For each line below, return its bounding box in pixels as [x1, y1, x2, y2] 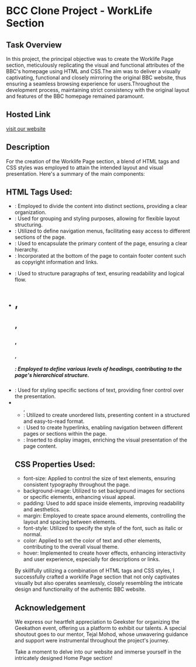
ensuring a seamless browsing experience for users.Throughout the [6, 80, 170, 87]
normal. [23, 531, 42, 538]
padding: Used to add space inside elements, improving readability [23, 500, 185, 507]
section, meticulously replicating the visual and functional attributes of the [6, 61, 185, 69]
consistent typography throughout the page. [23, 481, 130, 488]
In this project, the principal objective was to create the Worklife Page [6, 56, 174, 62]
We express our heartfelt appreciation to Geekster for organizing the [14, 618, 180, 625]
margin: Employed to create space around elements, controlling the [23, 512, 185, 519]
